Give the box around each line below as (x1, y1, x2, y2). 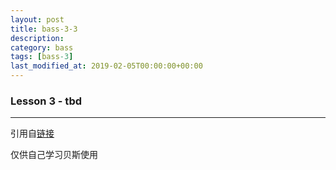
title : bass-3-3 (10, 24, 78, 34)
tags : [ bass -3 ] (10, 52, 74, 62)
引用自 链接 (10, 127, 55, 140)
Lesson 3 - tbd (10, 94, 83, 108)
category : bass (10, 42, 74, 53)
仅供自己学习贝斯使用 (10, 149, 98, 161)
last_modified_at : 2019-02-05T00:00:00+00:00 (10, 61, 203, 71)
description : (10, 33, 65, 43)
